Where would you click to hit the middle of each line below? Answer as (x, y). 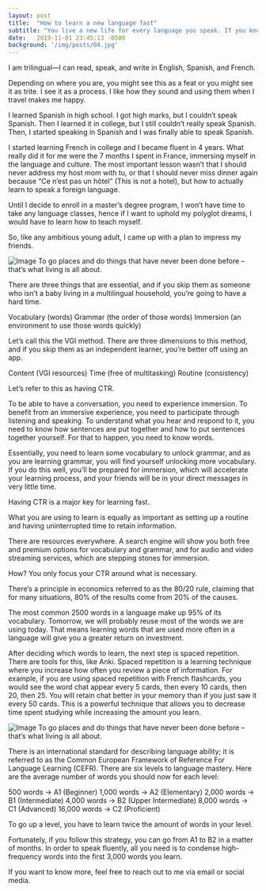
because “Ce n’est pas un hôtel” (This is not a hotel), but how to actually (126, 181)
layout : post (30, 15)
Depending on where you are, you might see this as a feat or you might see (131, 83)
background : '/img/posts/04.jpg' (63, 45)
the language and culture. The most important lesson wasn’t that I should (127, 164)
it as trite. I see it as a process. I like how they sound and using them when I (131, 91)
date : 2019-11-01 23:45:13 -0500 (67, 38)
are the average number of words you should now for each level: (114, 777)
